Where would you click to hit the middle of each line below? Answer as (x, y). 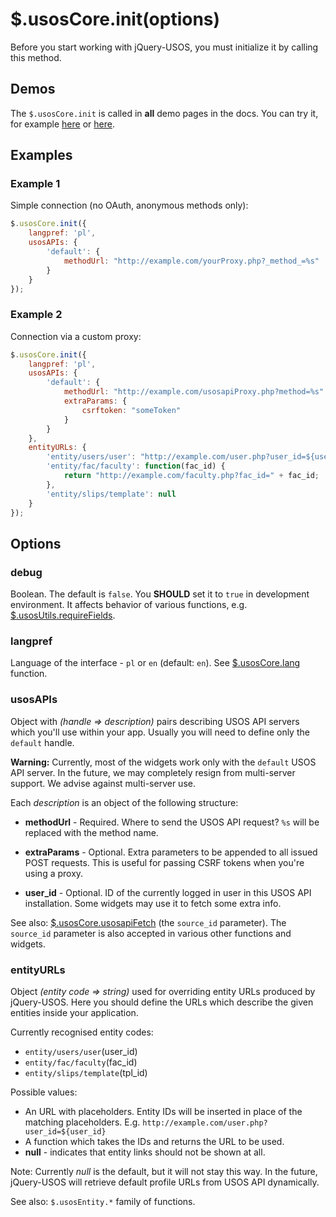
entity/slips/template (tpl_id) (86, 1073)
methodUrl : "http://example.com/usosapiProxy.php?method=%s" (194, 392)
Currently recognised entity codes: (82, 1032)
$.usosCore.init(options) (115, 19)
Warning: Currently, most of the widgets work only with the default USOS (163, 762)
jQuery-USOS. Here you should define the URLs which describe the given (162, 1002)
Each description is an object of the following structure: (124, 802)
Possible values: (44, 1092)
